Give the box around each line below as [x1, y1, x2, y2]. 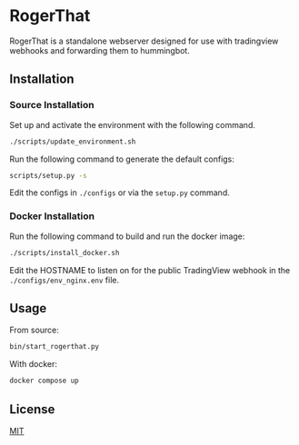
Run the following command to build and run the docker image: [9, 231, 245, 242]
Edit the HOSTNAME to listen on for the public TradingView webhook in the [9, 264, 291, 275]
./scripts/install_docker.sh [9, 248, 120, 257]
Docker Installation [9, 210, 95, 222]
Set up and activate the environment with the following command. [9, 119, 256, 130]
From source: [9, 324, 59, 336]
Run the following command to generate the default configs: [9, 153, 234, 164]
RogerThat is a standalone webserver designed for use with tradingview [9, 35, 279, 46]
